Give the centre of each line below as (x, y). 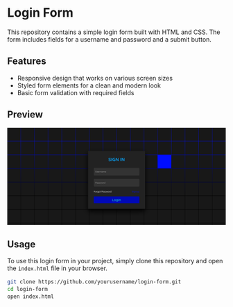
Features (27, 61)
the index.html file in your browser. (57, 268)
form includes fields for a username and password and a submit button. (109, 39)
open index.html (31, 297)
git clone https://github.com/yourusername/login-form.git (94, 282)
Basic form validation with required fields (76, 92)
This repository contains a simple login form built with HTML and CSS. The (114, 32)
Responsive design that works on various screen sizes (95, 78)
